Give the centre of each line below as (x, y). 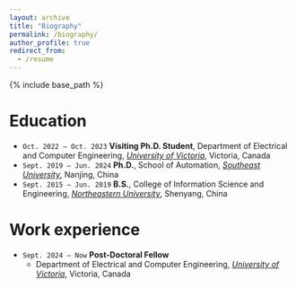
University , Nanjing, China (70, 174)
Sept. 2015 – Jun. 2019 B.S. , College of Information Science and (143, 184)
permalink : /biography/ (54, 34)
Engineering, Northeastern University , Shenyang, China (125, 193)
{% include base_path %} (57, 85)
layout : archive (39, 17)
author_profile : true (50, 43)
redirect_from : (38, 51)
